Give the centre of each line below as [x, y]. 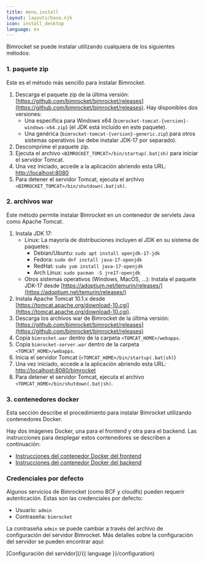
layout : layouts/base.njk [39, 18]
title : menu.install [33, 12]
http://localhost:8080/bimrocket [55, 370]
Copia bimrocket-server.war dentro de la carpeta [77, 344]
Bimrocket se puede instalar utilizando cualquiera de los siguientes [91, 47]
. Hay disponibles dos [170, 107]
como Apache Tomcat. [35, 221]
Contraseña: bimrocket [44, 517]
